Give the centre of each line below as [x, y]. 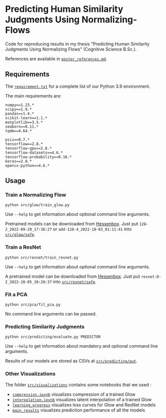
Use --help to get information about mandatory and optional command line [82, 346]
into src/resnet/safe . [75, 281]
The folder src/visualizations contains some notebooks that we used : [78, 384]
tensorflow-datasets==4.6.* [34, 153]
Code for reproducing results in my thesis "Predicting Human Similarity [77, 44]
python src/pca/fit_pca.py [33, 305]
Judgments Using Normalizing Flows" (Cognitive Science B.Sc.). [71, 49]
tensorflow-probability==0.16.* [38, 157]
